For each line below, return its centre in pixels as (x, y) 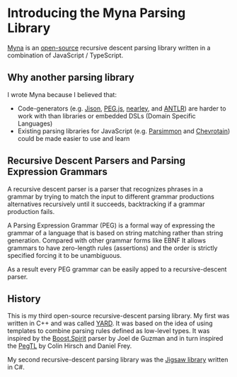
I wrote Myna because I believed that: (62, 94)
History (24, 299)
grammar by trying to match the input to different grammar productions (111, 196)
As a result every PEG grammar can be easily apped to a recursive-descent (117, 269)
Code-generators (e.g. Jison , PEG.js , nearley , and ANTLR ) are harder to (122, 108)
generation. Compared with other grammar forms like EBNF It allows (107, 240)
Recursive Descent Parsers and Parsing (97, 161)
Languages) (35, 123)
